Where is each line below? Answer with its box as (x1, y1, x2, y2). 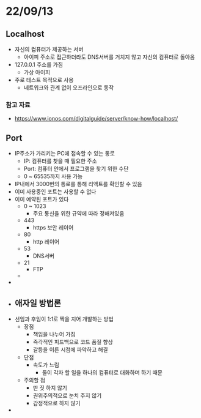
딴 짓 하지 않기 (32, 384, 68, 391)
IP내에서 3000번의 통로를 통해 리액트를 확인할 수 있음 (14, 181, 142, 188)
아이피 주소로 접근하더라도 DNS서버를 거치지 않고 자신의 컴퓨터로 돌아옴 (23, 53, 196, 61)
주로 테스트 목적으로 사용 (14, 77, 74, 83)
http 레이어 (32, 238, 59, 245)
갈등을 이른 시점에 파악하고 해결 (32, 346, 108, 353)
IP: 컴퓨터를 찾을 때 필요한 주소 (23, 157, 97, 165)
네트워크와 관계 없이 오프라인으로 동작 (23, 84, 114, 91)
